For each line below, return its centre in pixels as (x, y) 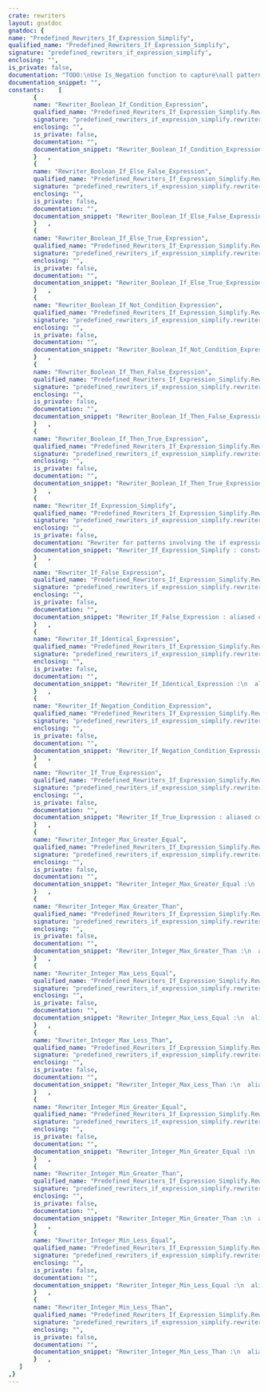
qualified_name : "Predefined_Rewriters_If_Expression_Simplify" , (119, 46)
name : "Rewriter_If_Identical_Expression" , (106, 640)
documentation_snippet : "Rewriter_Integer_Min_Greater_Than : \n (142, 1219)
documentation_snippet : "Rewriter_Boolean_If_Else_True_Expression (148, 283)
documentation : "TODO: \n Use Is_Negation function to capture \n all (121, 75)
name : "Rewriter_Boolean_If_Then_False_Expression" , (123, 372)
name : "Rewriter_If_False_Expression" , (99, 573)
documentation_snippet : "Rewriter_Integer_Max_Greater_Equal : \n (144, 884)
